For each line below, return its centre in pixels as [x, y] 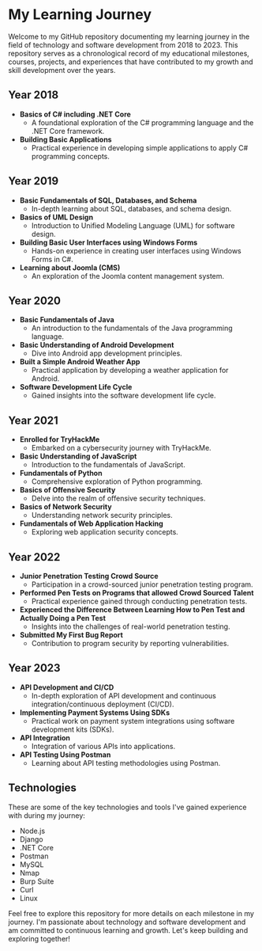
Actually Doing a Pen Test [63, 618]
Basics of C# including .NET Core [75, 114]
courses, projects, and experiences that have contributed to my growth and [131, 62]
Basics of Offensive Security [67, 490]
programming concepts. [71, 156]
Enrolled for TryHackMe [60, 439]
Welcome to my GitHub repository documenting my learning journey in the [129, 36]
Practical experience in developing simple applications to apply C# [140, 147]
